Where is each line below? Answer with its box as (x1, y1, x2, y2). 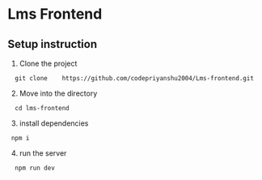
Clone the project (19, 58, 78, 68)
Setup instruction (7, 37, 98, 51)
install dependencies (19, 118, 89, 128)
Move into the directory (19, 88, 98, 98)
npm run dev (15, 164, 56, 172)
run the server (19, 148, 67, 158)
